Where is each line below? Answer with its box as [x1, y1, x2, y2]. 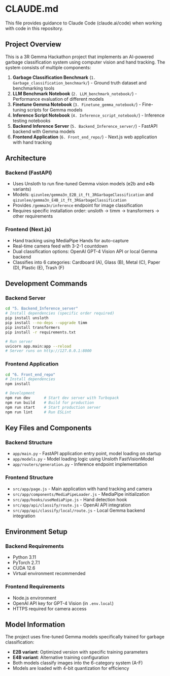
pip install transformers [5, 325, 60, 330]
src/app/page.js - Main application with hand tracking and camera [12, 486, 152, 492]
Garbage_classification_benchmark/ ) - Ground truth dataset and [12, 79, 147, 86]
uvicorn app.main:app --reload [5, 344, 72, 349]
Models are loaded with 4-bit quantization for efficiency [12, 665, 129, 671]
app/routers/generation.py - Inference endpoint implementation [12, 461, 148, 467]
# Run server [5, 339, 33, 344]
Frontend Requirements [5, 583, 65, 590]
